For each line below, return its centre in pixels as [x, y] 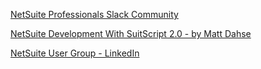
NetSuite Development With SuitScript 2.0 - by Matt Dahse [131, 33]
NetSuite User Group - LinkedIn [75, 53]
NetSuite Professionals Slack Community [94, 14]
